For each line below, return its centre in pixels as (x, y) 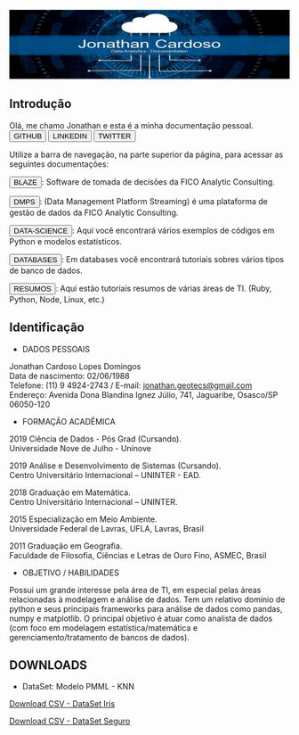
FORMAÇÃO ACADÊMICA (69, 421)
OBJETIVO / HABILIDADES (71, 573)
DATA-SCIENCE (41, 231)
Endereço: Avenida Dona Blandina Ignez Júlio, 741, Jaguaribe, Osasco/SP (144, 394)
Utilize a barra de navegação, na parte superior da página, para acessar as (146, 154)
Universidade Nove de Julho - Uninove (80, 448)
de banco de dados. (46, 270)
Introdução (40, 104)
